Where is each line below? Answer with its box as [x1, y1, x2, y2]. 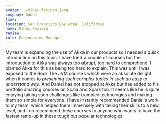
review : [5, 31, 22, 36]
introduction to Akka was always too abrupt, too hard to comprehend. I [5, 60, 152, 66]
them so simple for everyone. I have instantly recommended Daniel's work [5, 97, 159, 103]
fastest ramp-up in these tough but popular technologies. [5, 113, 124, 119]
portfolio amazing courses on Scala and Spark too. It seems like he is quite [5, 86, 160, 92]
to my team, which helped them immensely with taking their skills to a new [5, 102, 159, 108]
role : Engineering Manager [5, 36, 62, 41]
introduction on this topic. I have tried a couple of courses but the [5, 54, 141, 60]
